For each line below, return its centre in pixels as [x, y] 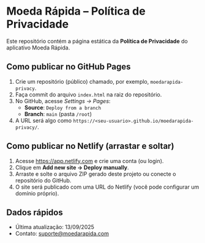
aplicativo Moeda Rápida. [38, 48]
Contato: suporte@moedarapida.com [62, 234]
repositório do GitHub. [43, 180]
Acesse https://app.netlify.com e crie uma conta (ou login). [89, 161]
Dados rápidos [35, 212]
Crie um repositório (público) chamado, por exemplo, [82, 81]
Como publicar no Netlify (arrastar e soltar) [90, 146]
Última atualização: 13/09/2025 [55, 227]
